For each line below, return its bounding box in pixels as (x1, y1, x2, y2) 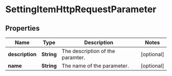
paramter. (61, 54, 85, 61)
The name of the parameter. (61, 62, 129, 69)
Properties (5, 24, 40, 33)
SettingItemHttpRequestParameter (5, 4, 157, 15)
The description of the (61, 47, 115, 55)
